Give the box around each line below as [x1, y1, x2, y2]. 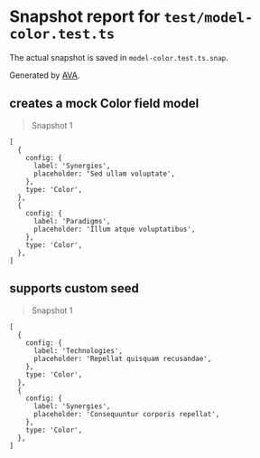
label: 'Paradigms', [32, 216, 111, 225]
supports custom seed [9, 281, 140, 296]
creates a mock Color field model [9, 96, 200, 111]
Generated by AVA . [9, 70, 80, 81]
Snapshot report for [9, 6, 161, 27]
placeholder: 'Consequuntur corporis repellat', [32, 409, 220, 418]
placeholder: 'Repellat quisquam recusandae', [32, 354, 212, 363]
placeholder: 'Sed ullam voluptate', [32, 169, 176, 178]
